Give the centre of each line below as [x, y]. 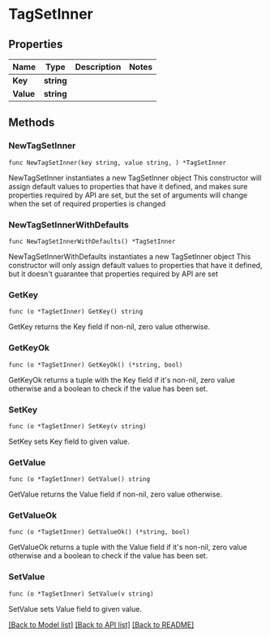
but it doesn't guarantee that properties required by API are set [114, 274]
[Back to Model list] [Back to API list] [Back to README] [101, 624]
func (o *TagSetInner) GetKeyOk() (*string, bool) [96, 365]
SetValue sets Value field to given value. [75, 609]
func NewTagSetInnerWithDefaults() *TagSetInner [92, 241]
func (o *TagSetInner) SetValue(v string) [81, 594]
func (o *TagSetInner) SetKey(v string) [78, 426]
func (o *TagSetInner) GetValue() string [79, 479]
